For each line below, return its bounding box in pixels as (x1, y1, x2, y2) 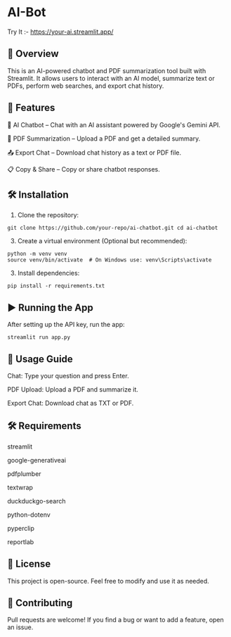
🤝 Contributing (7, 597, 73, 609)
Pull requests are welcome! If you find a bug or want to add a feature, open (7, 616, 225, 624)
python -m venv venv (7, 250, 68, 257)
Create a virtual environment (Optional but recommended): (17, 237, 187, 245)
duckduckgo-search (7, 496, 66, 505)
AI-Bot (7, 4, 46, 20)
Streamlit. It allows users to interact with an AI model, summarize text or (7, 74, 216, 82)
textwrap (7, 483, 34, 491)
